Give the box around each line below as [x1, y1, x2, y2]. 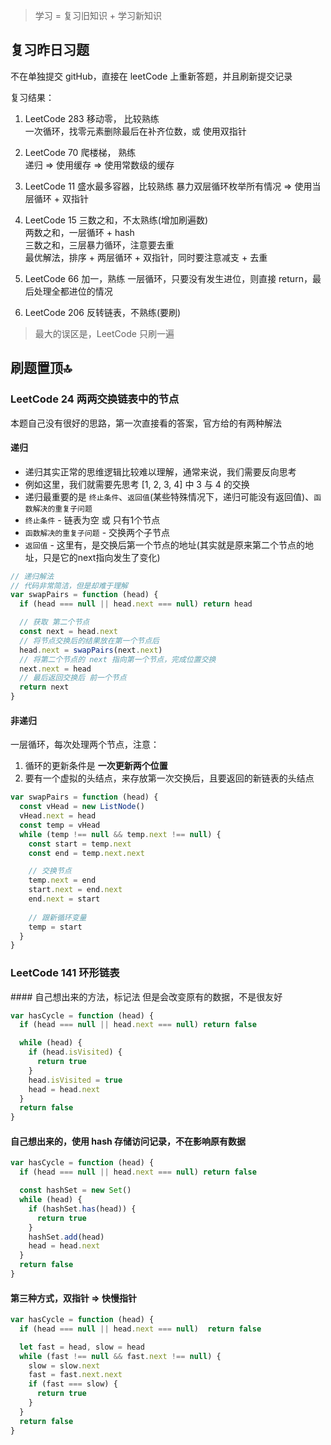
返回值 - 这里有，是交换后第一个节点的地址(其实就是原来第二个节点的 [24, 539, 305, 551]
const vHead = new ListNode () [19, 802, 145, 812]
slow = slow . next [28, 1360, 101, 1371]
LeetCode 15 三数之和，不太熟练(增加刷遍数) [24, 214, 209, 226]
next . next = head [19, 664, 92, 674]
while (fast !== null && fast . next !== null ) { [19, 1351, 222, 1361]
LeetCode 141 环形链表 [10, 966, 120, 980]
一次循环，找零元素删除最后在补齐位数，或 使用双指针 [24, 125, 247, 137]
